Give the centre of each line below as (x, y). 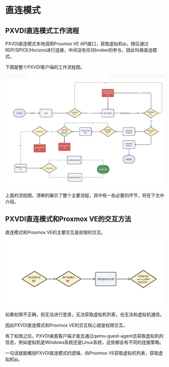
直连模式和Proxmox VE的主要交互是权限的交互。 (55, 232)
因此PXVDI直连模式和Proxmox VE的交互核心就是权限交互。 (66, 325)
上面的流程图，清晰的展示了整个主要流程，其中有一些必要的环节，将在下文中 (85, 195)
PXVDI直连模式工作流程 (42, 31)
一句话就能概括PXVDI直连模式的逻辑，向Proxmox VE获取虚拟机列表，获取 (82, 353)
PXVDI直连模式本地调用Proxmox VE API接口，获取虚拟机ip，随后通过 (77, 44)
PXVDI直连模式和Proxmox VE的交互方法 (68, 219)
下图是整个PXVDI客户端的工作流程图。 (45, 67)
